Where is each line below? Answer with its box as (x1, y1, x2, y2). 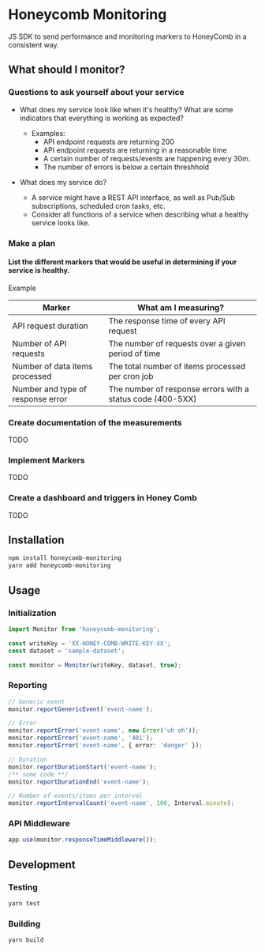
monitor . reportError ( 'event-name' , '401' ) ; (8, 734, 154, 742)
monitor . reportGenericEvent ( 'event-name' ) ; (8, 705, 154, 713)
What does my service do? (19, 177, 107, 187)
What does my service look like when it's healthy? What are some (19, 104, 233, 114)
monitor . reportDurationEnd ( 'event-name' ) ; (8, 777, 150, 786)
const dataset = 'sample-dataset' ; (8, 647, 125, 655)
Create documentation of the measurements (8, 417, 183, 428)
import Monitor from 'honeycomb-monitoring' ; (8, 625, 160, 633)
